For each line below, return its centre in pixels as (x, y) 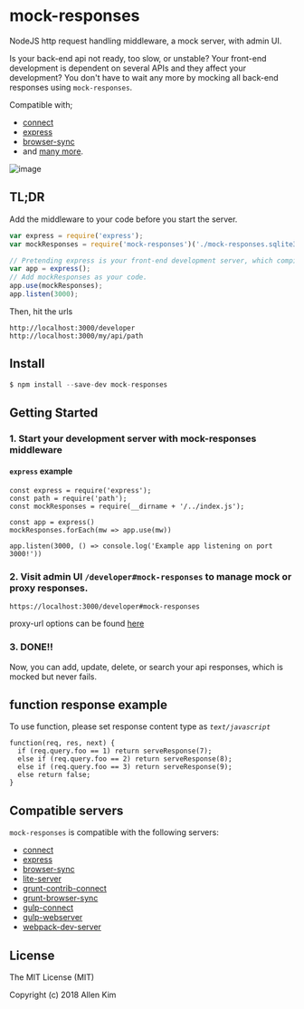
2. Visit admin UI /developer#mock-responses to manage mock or (151, 577)
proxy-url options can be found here (77, 624)
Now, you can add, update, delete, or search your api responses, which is (146, 667)
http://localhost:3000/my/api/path (76, 336)
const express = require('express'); (81, 491)
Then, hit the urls (41, 311)
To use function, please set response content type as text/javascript (140, 726)
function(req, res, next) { (62, 744)
